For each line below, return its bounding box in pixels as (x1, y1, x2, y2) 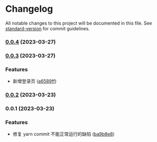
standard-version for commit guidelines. (5, 25, 90, 31)
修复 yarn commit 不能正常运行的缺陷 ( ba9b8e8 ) (12, 131, 115, 137)
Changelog (5, 3, 53, 15)
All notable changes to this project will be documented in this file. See (5, 20, 152, 26)
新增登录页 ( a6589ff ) (12, 78, 57, 85)
